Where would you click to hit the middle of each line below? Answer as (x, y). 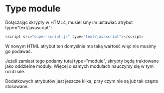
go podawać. (19, 51)
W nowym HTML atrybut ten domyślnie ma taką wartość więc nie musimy (81, 46)
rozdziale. (15, 71)
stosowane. (17, 86)
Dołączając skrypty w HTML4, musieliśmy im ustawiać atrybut (69, 22)
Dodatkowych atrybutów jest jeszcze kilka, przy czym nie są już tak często (82, 81)
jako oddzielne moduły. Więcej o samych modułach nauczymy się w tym (79, 66)
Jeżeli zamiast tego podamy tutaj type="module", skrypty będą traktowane (82, 61)
